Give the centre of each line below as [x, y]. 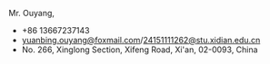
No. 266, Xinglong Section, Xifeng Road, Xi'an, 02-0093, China [140, 50]
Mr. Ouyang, [32, 13]
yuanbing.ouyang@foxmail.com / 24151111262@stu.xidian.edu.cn [141, 40]
